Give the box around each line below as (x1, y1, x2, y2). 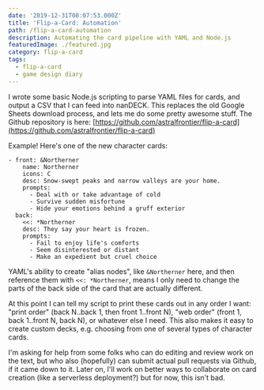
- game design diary (15, 70, 83, 78)
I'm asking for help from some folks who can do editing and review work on (8, 347, 255, 357)
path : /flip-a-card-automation (8, 26, 111, 34)
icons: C (22, 170, 51, 178)
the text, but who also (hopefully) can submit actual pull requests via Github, (8, 356, 257, 366)
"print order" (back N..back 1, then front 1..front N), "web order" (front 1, (8, 307, 243, 317)
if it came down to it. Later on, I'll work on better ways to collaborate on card (8, 364, 257, 373)
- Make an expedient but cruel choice (28, 253, 157, 261)
